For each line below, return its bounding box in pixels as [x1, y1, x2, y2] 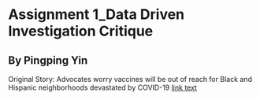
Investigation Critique [8, 22, 154, 40]
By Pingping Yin [8, 54, 88, 67]
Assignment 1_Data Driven [8, 6, 185, 24]
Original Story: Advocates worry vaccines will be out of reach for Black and [8, 75, 252, 83]
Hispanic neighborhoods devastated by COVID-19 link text [8, 83, 197, 92]
